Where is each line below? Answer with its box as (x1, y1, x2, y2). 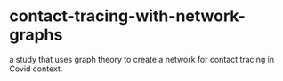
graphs (9, 25, 63, 45)
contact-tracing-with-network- (9, 6, 247, 26)
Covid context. (9, 63, 63, 74)
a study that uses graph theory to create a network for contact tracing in (9, 54, 274, 64)
